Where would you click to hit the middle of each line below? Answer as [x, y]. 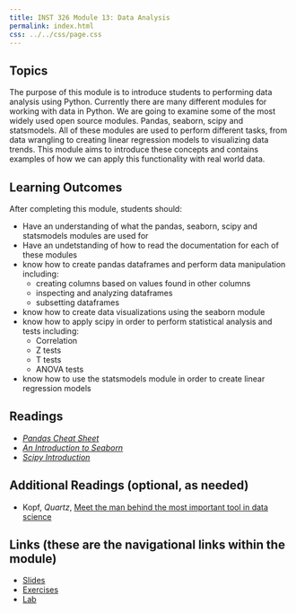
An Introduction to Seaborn [73, 447]
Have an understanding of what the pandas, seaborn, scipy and [140, 226]
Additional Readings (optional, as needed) [129, 486]
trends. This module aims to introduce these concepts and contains [134, 150]
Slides [34, 581]
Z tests [48, 350]
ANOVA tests [60, 369]
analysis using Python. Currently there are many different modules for [138, 102]
